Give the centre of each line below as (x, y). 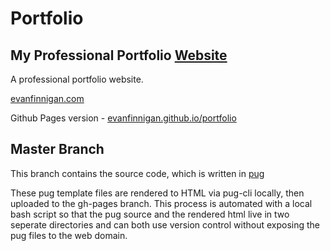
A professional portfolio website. (77, 79)
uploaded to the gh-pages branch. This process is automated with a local (161, 203)
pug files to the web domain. (69, 235)
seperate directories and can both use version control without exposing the (165, 224)
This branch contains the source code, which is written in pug (137, 173)
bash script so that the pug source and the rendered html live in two (150, 214)
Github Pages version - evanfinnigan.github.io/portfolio (123, 118)
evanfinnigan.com (47, 98)
